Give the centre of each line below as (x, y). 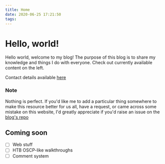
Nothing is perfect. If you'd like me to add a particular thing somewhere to (81, 101)
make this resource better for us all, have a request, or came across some (81, 106)
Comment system (30, 156)
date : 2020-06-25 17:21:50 (33, 14)
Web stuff (22, 145)
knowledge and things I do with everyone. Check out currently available (79, 63)
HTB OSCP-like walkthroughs (43, 150)
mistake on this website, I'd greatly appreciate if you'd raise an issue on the (82, 112)
